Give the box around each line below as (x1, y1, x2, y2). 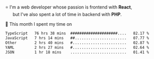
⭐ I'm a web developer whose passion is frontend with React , (5, 4, 132, 10)
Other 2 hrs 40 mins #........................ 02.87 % (5, 40, 149, 45)
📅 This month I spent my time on (5, 21, 72, 27)
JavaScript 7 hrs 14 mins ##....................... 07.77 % (5, 35, 149, 40)
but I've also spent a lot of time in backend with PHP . (12, 12, 122, 17)
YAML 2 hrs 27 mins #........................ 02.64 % (5, 45, 149, 50)
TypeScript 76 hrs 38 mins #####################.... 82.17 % (5, 31, 149, 36)
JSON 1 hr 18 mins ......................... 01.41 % (5, 49, 149, 54)
